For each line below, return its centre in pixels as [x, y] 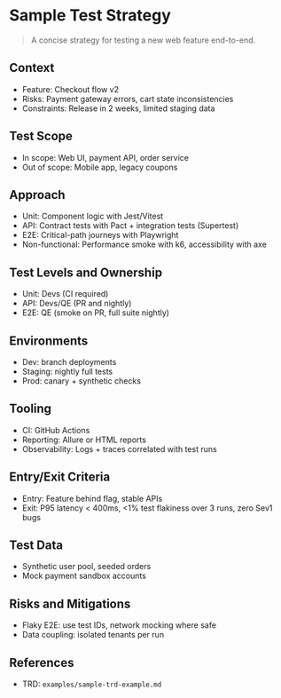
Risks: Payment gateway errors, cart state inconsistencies [128, 99]
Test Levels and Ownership [86, 272]
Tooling [30, 409]
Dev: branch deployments [69, 362]
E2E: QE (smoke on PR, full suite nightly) [96, 313]
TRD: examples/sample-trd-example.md [92, 684]
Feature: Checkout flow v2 [70, 89]
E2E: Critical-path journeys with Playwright [100, 235]
